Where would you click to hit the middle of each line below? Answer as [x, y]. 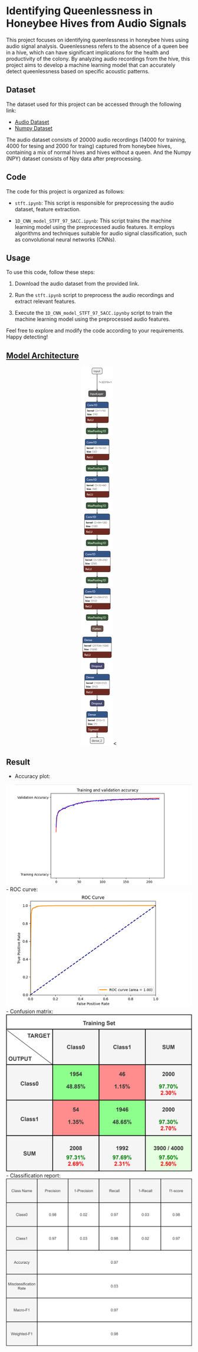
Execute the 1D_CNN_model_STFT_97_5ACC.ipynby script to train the [93, 313]
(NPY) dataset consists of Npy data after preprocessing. [74, 159]
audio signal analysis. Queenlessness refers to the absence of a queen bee [97, 46]
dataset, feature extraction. [47, 209]
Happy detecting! [27, 337]
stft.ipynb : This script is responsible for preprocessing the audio [94, 203]
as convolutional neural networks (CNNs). [65, 239]
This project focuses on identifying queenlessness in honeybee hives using [98, 40]
